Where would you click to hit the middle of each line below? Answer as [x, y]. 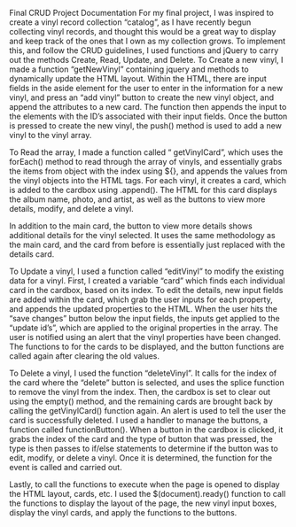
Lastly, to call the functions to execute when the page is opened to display [145, 484]
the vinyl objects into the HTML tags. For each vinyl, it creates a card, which [148, 180]
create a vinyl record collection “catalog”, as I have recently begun [130, 22]
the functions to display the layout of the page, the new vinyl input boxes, [143, 503]
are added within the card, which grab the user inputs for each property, [141, 299]
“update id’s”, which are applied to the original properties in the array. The [144, 328]
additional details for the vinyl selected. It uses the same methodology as [143, 235]
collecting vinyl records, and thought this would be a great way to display [143, 31]
